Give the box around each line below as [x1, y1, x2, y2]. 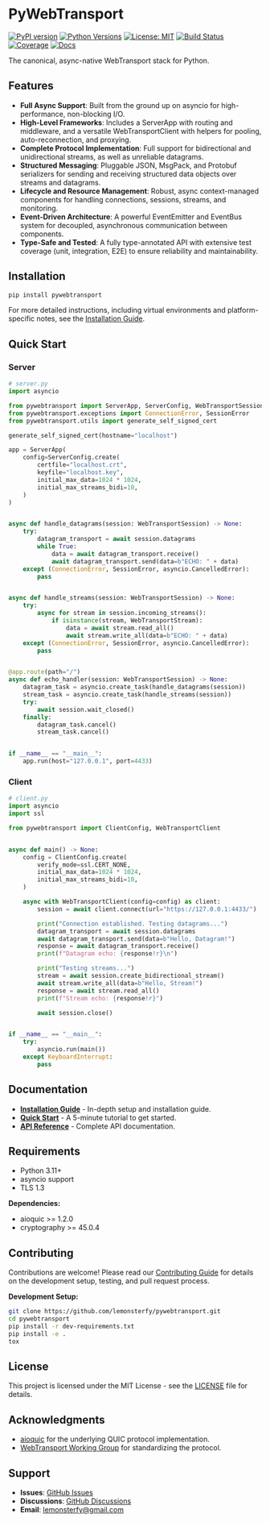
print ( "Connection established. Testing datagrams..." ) [37, 920, 228, 928]
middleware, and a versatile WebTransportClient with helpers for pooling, [19, 126, 262, 135]
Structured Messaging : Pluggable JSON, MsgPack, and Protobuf [19, 160, 237, 170]
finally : [22, 713, 52, 721]
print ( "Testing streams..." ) [37, 964, 135, 972]
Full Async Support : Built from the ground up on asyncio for [19, 100, 219, 110]
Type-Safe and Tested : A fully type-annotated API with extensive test [19, 237, 252, 247]
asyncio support [19, 1175, 75, 1184]
